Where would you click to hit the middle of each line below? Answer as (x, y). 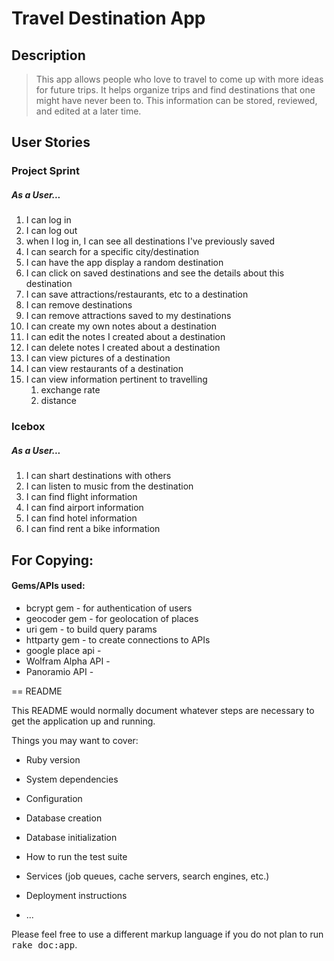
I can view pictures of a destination (98, 358)
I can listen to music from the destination (109, 486)
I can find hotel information (81, 518)
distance (58, 401)
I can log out (51, 231)
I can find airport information (84, 508)
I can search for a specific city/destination (112, 252)
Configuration (54, 798)
